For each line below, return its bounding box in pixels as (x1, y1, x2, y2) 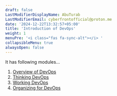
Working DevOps (12, 79, 49, 85)
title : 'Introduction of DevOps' (5, 26, 76, 31)
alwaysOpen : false (5, 45, 44, 50)
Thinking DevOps (12, 74, 49, 80)
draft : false (5, 7, 33, 13)
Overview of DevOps (12, 69, 57, 75)
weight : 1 (5, 31, 26, 36)
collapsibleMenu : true (5, 40, 53, 45)
